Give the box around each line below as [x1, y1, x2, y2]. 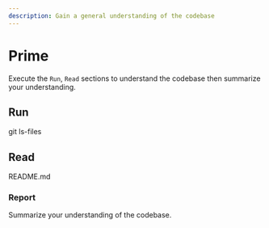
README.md [8, 171, 51, 182]
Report [8, 192, 36, 203]
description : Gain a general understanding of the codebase [8, 11, 216, 20]
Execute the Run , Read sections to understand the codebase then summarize [8, 74, 261, 83]
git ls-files [8, 127, 42, 137]
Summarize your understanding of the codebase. [8, 210, 172, 220]
